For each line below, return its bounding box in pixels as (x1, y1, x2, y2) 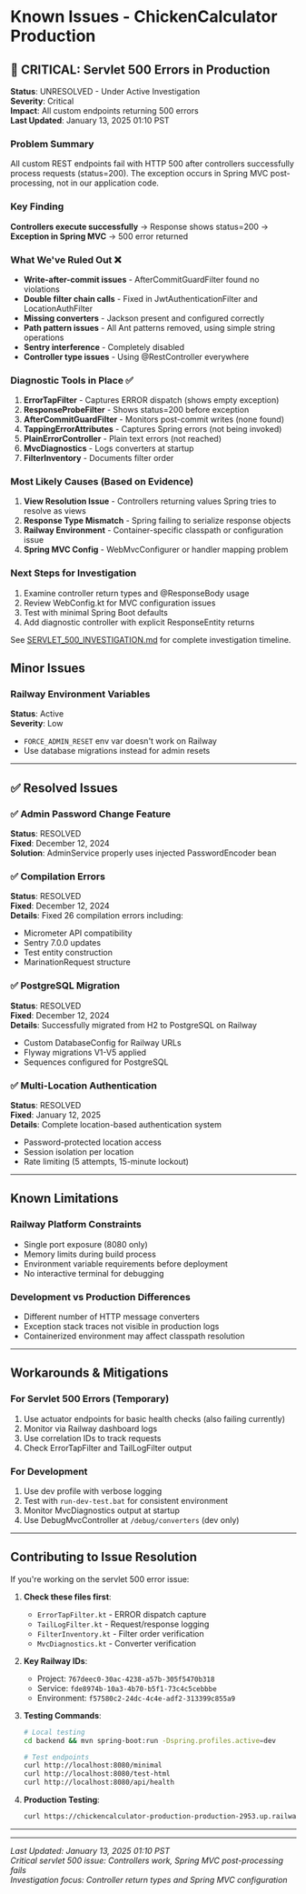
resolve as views (23, 506, 87, 516)
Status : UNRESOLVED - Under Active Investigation (10, 86, 201, 96)
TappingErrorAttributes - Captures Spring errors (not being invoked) (23, 424, 282, 435)
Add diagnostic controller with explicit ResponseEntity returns (23, 616, 255, 627)
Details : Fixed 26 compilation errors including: (10, 910, 184, 921)
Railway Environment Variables (10, 688, 151, 701)
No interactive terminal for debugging (23, 1268, 164, 1278)
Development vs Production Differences (10, 1290, 192, 1303)
